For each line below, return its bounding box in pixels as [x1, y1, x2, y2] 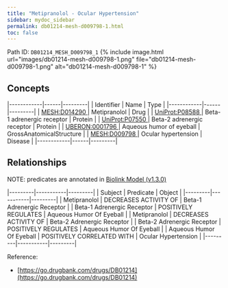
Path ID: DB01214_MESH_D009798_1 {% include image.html [7, 48, 164, 56]
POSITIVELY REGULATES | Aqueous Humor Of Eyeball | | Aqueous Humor [7, 224, 215, 233]
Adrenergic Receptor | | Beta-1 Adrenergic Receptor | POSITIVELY [7, 203, 193, 211]
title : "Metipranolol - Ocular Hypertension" [7, 10, 139, 17]
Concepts [7, 82, 50, 94]
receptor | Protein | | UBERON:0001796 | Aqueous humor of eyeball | [7, 123, 201, 131]
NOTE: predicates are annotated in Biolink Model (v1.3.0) [7, 175, 166, 183]
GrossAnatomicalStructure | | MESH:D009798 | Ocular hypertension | [7, 130, 203, 138]
